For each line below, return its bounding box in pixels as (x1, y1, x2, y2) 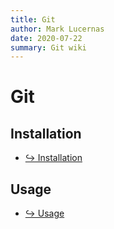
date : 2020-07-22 (10, 33, 83, 43)
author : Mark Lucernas (10, 24, 105, 34)
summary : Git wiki (10, 42, 87, 53)
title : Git (10, 14, 56, 25)
